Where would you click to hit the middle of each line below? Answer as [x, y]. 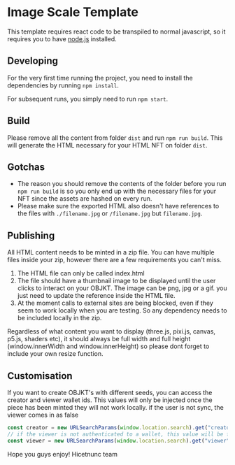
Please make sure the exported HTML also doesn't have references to [118, 206]
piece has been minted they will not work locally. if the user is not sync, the [115, 407]
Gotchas [26, 167]
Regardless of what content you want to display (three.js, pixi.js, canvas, [111, 331]
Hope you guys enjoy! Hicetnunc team [62, 454]
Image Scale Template [73, 12]
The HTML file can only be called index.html [81, 273]
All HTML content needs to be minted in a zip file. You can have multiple [111, 252]
